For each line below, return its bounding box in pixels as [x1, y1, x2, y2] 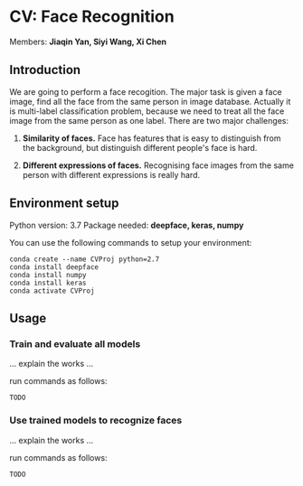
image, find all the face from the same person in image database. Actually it [9, 96, 291, 107]
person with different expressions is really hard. [22, 169, 201, 180]
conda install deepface [9, 262, 99, 272]
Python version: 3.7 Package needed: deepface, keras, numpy [9, 220, 244, 230]
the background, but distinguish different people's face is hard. [22, 142, 258, 153]
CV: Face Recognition [9, 6, 175, 27]
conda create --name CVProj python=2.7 [9, 255, 160, 264]
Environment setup [9, 196, 119, 211]
